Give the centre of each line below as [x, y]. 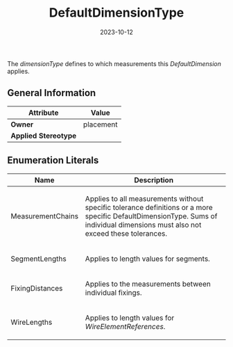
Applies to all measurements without [144, 198]
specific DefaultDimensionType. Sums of [151, 216]
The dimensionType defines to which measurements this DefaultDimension [114, 63]
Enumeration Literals [53, 160]
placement [100, 124]
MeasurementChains [44, 216]
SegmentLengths [39, 259]
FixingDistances [37, 288]
